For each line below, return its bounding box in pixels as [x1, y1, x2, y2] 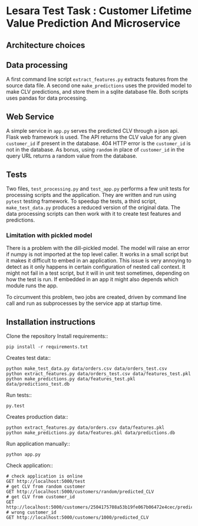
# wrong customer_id [6, 509, 57, 515]
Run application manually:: [6, 440, 71, 448]
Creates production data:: [6, 413, 68, 420]
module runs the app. [6, 282, 58, 290]
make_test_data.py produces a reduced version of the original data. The [6, 204, 181, 211]
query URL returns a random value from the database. [6, 152, 137, 160]
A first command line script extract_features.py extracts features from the [6, 75, 188, 83]
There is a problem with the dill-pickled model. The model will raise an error [6, 245, 190, 252]
